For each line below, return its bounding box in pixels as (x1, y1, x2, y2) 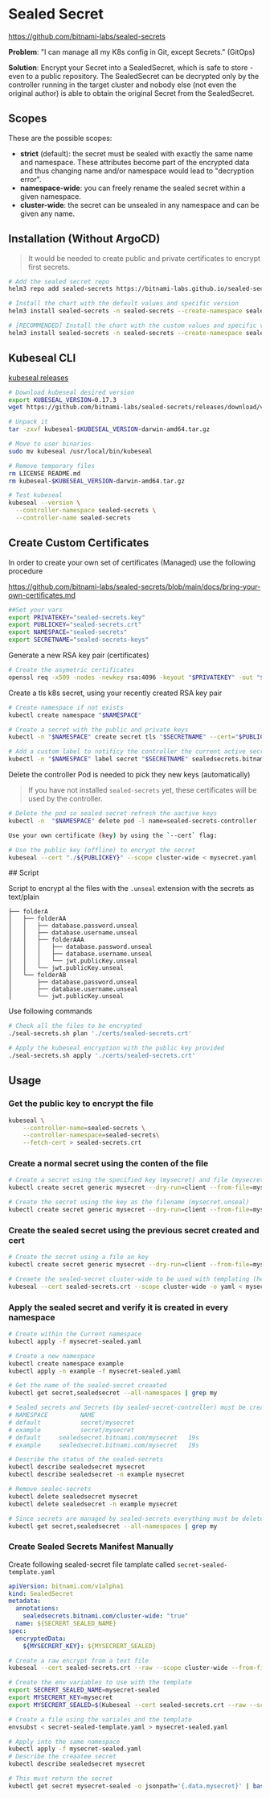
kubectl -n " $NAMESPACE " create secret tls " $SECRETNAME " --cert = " (8, 733, 239, 741)
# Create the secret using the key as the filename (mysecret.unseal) (8, 1198, 250, 1207)
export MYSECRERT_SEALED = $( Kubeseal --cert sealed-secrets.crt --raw (8, 1701, 247, 1709)
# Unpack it (8, 418, 48, 426)
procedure (8, 565, 43, 576)
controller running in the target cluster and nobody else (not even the (8, 80, 237, 89)
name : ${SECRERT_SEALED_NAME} (15, 1620, 117, 1628)
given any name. (19, 209, 76, 218)
